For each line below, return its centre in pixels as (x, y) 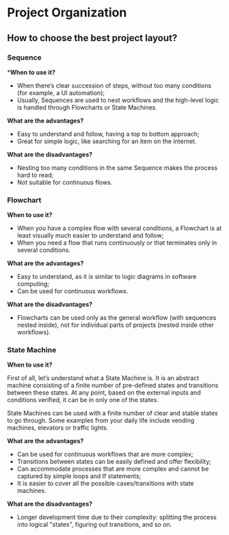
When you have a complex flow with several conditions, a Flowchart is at (119, 228)
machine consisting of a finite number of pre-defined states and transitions (113, 386)
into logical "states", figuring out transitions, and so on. (94, 525)
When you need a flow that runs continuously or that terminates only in (117, 243)
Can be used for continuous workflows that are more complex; (105, 454)
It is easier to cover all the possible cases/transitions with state (105, 484)
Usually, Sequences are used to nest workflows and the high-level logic (118, 100)
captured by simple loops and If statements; (79, 476)
